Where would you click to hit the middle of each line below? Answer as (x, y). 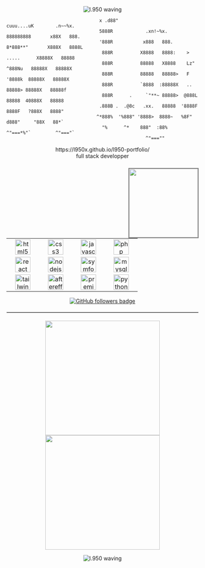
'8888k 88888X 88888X (38, 79)
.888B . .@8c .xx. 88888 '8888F (149, 106)
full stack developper (103, 156)
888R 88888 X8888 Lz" (148, 64)
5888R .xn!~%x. (133, 31)
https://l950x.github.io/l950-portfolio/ (103, 149)
